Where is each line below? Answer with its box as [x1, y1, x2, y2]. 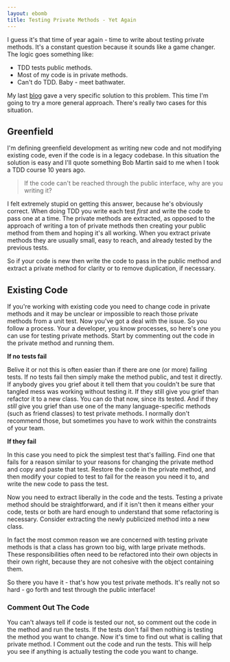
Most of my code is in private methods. [16, 70, 128, 79]
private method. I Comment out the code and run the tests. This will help [7, 640, 211, 648]
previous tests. [7, 243, 49, 252]
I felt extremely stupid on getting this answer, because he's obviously [7, 200, 203, 208]
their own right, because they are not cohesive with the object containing [7, 558, 214, 566]
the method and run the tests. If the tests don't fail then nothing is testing [7, 626, 214, 634]
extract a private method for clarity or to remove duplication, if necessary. [7, 264, 216, 272]
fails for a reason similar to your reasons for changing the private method [7, 458, 214, 466]
